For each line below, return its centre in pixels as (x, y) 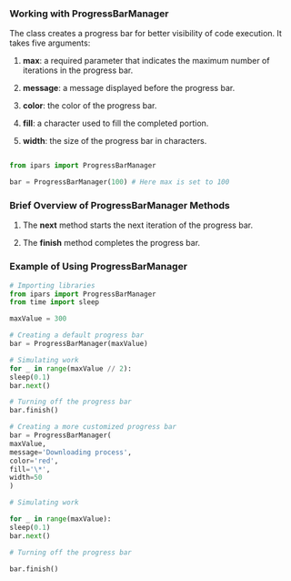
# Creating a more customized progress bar (93, 427)
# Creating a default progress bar (77, 335)
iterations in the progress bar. (78, 70)
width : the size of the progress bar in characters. (115, 141)
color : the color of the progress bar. (90, 106)
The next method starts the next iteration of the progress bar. (137, 225)
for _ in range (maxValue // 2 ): (70, 368)
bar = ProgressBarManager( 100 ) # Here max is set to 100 (120, 182)
